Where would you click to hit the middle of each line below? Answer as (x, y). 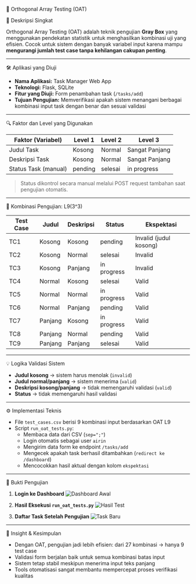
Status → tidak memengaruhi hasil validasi (66, 394)
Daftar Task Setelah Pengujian (52, 516)
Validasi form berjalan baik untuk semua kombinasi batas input (90, 557)
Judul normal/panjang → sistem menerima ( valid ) (76, 381)
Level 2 (111, 140)
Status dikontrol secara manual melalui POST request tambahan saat (103, 183)
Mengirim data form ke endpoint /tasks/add (76, 447)
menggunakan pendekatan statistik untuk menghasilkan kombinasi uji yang (96, 38)
